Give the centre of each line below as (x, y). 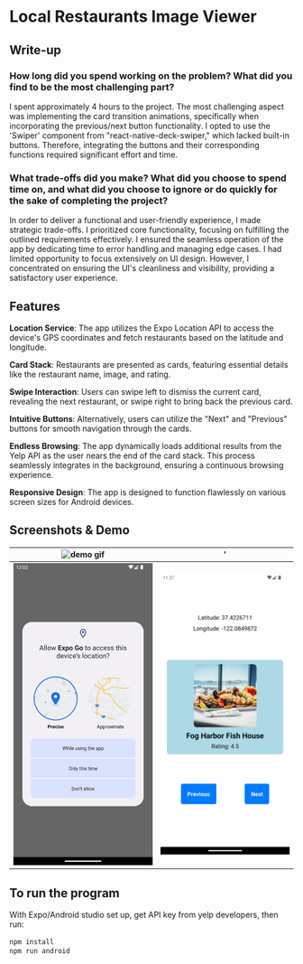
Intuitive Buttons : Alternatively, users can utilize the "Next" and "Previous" (148, 418)
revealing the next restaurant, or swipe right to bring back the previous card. (151, 401)
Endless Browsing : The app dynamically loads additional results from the (146, 445)
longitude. (28, 347)
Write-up (35, 50)
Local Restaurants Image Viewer (133, 17)
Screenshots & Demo (70, 530)
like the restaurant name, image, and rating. (90, 374)
